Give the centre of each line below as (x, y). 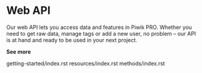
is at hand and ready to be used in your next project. (72, 40)
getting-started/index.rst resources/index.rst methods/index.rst (86, 63)
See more (19, 51)
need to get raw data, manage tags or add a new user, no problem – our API (101, 33)
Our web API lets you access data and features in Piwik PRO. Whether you (99, 27)
